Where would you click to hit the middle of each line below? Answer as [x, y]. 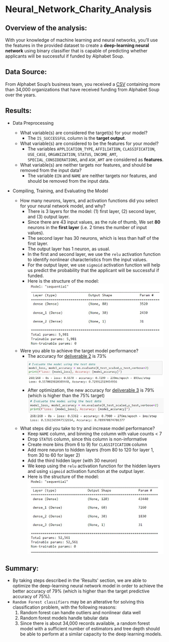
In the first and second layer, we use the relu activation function [94, 254]
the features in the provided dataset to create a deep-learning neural [77, 45]
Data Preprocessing [33, 123]
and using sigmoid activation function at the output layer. [86, 471]
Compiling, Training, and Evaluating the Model [60, 191]
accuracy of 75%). [32, 597]
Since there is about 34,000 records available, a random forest [85, 623]
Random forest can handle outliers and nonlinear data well [80, 613]
